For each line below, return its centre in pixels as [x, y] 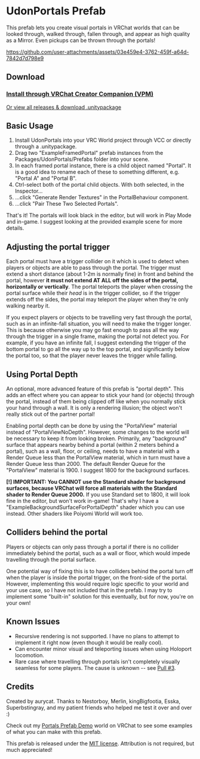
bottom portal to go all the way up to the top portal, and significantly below [98, 349]
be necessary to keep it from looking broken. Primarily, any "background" [96, 438]
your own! [19, 603]
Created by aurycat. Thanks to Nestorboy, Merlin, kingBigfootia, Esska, [93, 701]
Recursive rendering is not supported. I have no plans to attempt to [97, 636]
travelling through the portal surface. [51, 559]
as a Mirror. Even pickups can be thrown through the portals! [81, 40]
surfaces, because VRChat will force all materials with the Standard [92, 488]
